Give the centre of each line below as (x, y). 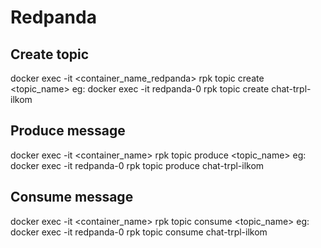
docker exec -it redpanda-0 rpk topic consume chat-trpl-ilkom (139, 232)
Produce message (68, 131)
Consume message (72, 197)
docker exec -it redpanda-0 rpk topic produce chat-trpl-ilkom (137, 165)
